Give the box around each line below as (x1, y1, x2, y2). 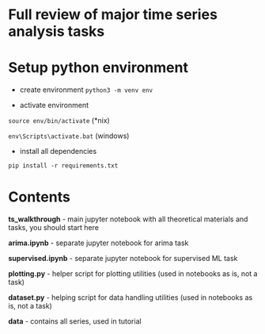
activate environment (19, 101, 89, 110)
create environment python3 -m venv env (19, 85, 153, 94)
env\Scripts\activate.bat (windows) (8, 131, 130, 140)
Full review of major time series (8, 6, 218, 24)
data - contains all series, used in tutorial (8, 317, 142, 326)
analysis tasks (8, 22, 105, 40)
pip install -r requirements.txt (8, 162, 119, 170)
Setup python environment (8, 59, 188, 77)
